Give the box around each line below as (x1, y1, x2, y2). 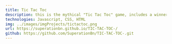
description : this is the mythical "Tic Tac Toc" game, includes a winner (5, 12, 168, 17)
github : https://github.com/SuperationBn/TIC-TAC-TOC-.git (5, 31, 134, 36)
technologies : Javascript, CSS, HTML (5, 17, 86, 22)
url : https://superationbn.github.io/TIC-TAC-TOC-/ (5, 26, 118, 31)
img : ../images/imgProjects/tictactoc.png (5, 21, 97, 27)
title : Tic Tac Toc (5, 7, 47, 13)
